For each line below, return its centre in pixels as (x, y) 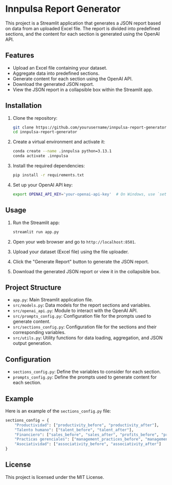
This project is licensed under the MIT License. (55, 477)
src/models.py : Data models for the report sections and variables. (82, 305)
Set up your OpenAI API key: (43, 185)
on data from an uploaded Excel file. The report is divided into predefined (83, 28)
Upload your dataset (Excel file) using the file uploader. (71, 252)
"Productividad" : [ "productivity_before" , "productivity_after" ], (87, 425)
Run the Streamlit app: (36, 223)
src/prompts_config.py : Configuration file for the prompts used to (82, 316)
